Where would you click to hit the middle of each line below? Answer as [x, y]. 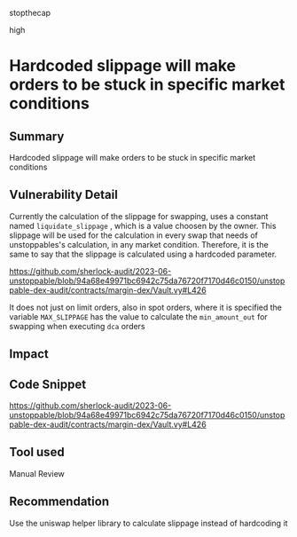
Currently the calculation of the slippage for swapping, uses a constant [139, 216]
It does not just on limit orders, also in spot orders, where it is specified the [145, 307]
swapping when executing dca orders [77, 326]
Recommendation [59, 502]
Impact [29, 354]
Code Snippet [48, 384]
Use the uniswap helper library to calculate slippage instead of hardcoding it [148, 523]
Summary [37, 136]
